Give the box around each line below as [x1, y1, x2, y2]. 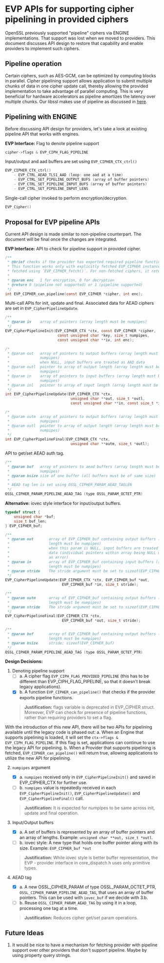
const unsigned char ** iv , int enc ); [57, 337, 134, 342]
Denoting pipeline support [12, 668, 65, 674]
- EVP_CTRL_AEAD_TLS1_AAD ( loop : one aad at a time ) [14, 172, 123, 178]
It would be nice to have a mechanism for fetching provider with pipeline [12, 942, 158, 948]
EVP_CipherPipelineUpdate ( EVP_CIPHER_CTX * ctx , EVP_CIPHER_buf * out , [5, 578, 150, 583]
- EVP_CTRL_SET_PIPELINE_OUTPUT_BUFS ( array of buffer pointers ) [14, 177, 150, 182]
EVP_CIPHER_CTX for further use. [19, 779, 88, 785]
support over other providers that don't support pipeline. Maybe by [12, 947, 147, 953]
